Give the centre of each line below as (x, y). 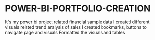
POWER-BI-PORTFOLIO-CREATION (78, 9)
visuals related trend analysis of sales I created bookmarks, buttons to (76, 27)
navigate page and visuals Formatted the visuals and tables (65, 32)
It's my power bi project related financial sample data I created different (77, 22)
